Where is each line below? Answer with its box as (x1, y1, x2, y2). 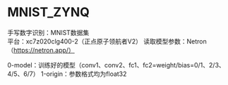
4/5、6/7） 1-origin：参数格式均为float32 (7, 70, 127, 78)
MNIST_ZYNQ (7, 4, 90, 20)
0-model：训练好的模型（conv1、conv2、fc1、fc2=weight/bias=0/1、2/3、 (7, 60, 226, 69)
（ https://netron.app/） (7, 46, 76, 54)
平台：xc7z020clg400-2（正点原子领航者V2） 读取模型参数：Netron (7, 37, 207, 46)
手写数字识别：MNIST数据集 (7, 28, 90, 37)
